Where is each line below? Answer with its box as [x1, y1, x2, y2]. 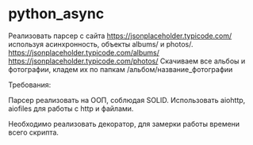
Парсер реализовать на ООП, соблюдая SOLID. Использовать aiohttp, [8, 95, 246, 105]
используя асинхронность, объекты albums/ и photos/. [8, 39, 194, 48]
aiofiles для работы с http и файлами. [8, 104, 134, 113]
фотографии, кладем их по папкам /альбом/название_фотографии [8, 64, 233, 74]
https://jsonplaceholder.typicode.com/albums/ [8, 48, 160, 57]
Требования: [8, 80, 52, 90]
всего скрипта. [8, 128, 59, 137]
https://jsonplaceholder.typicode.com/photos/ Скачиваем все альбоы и [8, 56, 246, 66]
